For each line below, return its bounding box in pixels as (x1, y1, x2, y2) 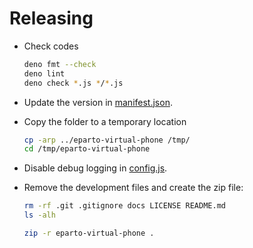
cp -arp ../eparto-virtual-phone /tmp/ (23, 135, 191, 145)
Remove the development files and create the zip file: (23, 182, 244, 194)
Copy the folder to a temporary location (23, 115, 187, 127)
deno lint (23, 68, 66, 79)
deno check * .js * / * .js (23, 78, 124, 88)
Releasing (9, 7, 94, 30)
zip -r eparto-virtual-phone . (23, 228, 155, 239)
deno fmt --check (23, 59, 97, 69)
